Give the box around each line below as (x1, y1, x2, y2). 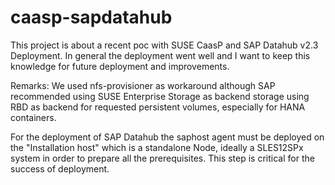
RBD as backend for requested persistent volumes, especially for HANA (10, 101, 306, 113)
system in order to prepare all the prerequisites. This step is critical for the (10, 152, 315, 164)
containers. (10, 111, 57, 123)
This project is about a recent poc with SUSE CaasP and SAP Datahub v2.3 (10, 39, 319, 51)
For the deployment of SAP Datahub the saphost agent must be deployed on (10, 131, 325, 143)
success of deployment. (10, 162, 110, 175)
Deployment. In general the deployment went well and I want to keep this (10, 49, 311, 61)
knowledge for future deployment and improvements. (10, 60, 230, 72)
